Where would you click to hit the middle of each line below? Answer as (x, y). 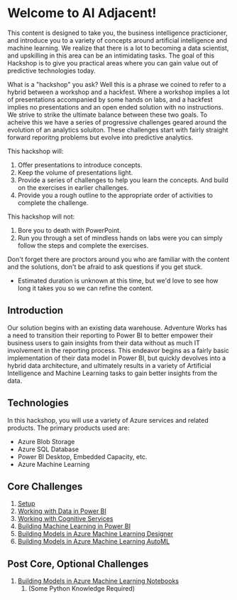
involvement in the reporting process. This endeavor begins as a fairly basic (118, 350)
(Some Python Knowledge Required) (82, 589)
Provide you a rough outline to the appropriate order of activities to (115, 195)
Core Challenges (45, 486)
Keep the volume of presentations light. (75, 172)
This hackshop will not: (41, 216)
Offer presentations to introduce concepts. (80, 164)
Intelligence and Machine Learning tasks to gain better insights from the (112, 373)
